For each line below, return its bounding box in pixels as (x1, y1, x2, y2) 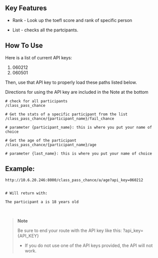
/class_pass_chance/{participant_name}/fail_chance (5, 116, 114, 121)
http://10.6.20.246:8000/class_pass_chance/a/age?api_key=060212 (5, 178, 143, 183)
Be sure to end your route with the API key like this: (17, 228, 122, 234)
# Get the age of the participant (5, 138, 77, 143)
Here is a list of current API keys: (5, 54, 73, 60)
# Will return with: (5, 191, 48, 196)
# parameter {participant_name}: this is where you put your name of (5, 125, 153, 130)
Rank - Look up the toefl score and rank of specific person (12, 17, 133, 23)
